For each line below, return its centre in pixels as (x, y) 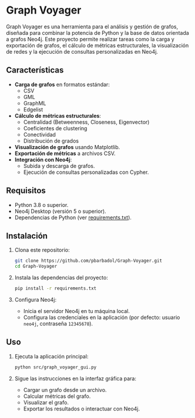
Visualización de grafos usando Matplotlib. (67, 147)
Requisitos (26, 191)
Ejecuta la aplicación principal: (51, 356)
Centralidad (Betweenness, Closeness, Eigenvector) (86, 122)
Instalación (27, 236)
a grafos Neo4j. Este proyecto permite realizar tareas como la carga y (90, 39)
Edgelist (33, 109)
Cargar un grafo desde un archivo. (65, 390)
